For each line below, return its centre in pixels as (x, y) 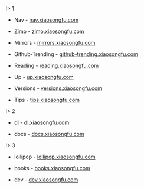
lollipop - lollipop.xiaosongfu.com (55, 157)
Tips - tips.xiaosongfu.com (47, 100)
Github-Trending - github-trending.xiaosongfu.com (76, 54)
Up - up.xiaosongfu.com (44, 77)
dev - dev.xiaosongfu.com (46, 180)
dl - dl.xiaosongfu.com (42, 122)
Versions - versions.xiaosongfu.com (58, 88)
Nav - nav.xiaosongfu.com (46, 20)
